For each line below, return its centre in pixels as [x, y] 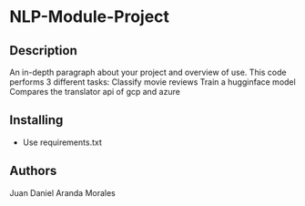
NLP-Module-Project [90, 17]
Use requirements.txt [62, 142]
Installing [36, 120]
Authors [33, 171]
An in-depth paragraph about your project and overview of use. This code [148, 72]
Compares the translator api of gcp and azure [95, 92]
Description [43, 51]
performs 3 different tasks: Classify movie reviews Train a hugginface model [152, 82]
